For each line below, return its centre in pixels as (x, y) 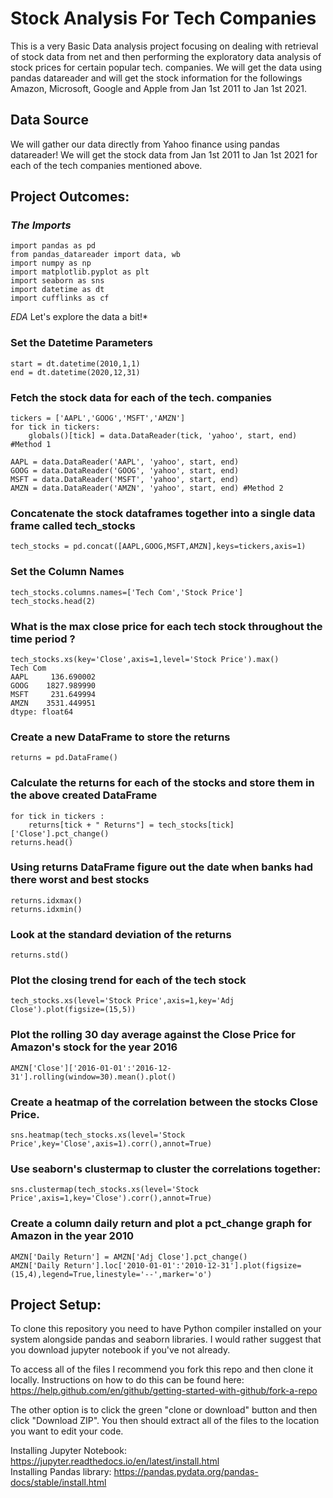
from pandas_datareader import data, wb (96, 255)
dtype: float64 (42, 712)
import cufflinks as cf (60, 298)
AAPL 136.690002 (53, 677)
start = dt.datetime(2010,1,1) (75, 363)
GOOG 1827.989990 (53, 685)
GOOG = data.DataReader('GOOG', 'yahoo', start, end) (125, 471)
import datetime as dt (57, 290)
